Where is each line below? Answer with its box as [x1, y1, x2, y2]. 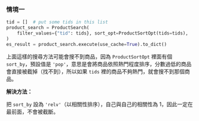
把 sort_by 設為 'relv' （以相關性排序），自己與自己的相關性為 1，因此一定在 [6, 100, 193, 108]
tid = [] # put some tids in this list [6, 19, 109, 25]
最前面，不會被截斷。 [6, 108, 59, 115]
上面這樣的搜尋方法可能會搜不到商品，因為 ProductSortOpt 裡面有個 [6, 52, 173, 60]
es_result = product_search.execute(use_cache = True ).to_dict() [6, 41, 167, 47]
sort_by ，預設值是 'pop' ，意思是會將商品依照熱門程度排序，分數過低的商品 [6, 60, 192, 67]
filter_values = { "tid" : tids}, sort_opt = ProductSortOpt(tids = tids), [17, 30, 188, 36]
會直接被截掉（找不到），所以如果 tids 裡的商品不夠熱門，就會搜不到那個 [6, 67, 185, 75]
